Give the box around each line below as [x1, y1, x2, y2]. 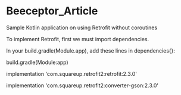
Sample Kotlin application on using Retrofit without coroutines [6, 24, 158, 31]
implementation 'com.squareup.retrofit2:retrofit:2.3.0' [6, 70, 137, 77]
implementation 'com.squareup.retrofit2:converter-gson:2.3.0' [6, 82, 159, 89]
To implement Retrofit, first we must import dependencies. [6, 35, 149, 42]
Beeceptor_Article [6, 4, 98, 18]
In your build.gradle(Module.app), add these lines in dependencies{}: [6, 47, 176, 54]
